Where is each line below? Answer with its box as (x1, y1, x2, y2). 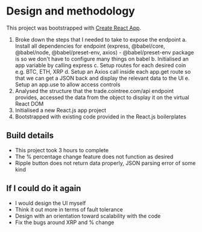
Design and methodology (6, 4, 136, 18)
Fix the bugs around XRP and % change (14, 219, 115, 226)
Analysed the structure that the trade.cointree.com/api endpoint (14, 87, 174, 94)
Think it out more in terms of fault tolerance (14, 205, 124, 213)
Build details (6, 130, 54, 141)
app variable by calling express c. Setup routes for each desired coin (14, 62, 186, 69)
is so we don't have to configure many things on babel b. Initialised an (14, 55, 189, 62)
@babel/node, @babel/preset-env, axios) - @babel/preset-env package (14, 48, 194, 56)
